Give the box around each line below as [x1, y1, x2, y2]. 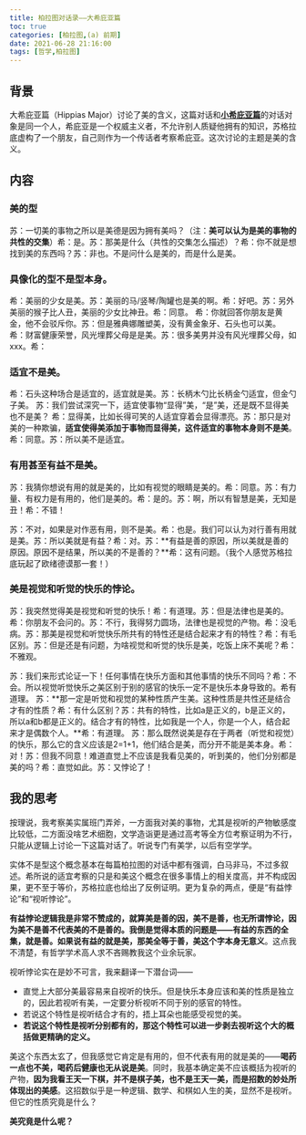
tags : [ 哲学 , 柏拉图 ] [9, 47, 80, 57]
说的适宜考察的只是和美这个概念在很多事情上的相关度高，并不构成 [40, 870, 289, 881]
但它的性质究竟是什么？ [9, 1096, 97, 1107]
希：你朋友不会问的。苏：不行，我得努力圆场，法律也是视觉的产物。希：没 [9, 617, 289, 628]
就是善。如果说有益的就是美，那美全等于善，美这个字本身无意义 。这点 [25, 935, 289, 946]
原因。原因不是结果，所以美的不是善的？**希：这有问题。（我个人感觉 [9, 547, 270, 557]
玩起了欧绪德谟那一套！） [16, 557, 114, 568]
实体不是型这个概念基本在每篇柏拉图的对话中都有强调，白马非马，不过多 [9, 859, 280, 869]
